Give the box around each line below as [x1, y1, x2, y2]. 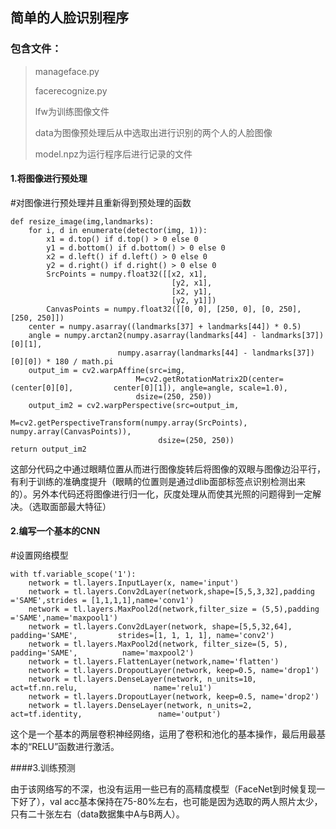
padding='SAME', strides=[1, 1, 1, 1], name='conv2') [10, 631, 275, 641]
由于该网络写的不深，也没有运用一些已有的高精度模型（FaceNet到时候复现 [10, 783, 317, 795]
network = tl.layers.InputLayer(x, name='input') [28, 578, 240, 588]
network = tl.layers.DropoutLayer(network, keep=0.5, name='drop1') [28, 666, 320, 676]
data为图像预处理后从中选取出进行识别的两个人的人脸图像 [34, 126, 273, 138]
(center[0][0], [10, 383, 74, 393]
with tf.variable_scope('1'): [10, 569, 137, 580]
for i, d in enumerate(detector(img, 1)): [28, 225, 208, 235]
